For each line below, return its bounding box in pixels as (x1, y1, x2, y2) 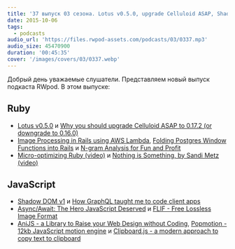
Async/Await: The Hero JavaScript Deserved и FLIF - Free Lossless (17, 204, 212, 213)
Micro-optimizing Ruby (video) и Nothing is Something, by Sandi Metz (17, 151, 220, 159)
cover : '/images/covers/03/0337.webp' (7, 56, 120, 63)
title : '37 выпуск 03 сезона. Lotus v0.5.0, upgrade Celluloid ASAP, (7, 10, 215, 17)
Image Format (17, 212, 58, 220)
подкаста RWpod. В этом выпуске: (7, 82, 111, 91)
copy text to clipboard (17, 234, 81, 243)
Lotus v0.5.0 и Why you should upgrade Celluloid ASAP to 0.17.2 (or (17, 121, 212, 129)
